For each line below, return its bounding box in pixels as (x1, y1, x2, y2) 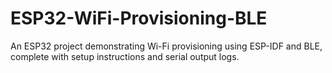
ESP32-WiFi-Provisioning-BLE (10, 7, 268, 30)
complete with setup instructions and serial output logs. (10, 50, 240, 62)
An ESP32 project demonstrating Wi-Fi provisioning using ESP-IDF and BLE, (10, 40, 323, 52)
